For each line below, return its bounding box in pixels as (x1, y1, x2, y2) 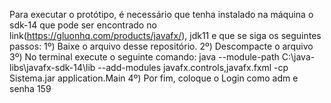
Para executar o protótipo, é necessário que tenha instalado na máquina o (9, 9, 314, 20)
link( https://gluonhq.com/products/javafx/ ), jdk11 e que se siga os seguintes (9, 30, 322, 41)
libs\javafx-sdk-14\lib (9, 62, 96, 73)
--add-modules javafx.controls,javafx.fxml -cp (97, 62, 289, 73)
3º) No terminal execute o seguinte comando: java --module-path (9, 51, 280, 63)
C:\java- (281, 51, 316, 63)
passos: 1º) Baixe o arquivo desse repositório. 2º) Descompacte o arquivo (9, 40, 314, 52)
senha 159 (9, 83, 52, 94)
